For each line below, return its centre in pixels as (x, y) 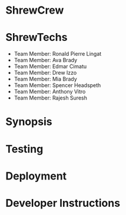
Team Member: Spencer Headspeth (57, 85)
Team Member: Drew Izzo (45, 73)
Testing (24, 149)
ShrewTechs (37, 38)
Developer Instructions (63, 203)
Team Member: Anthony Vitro (50, 92)
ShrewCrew (35, 10)
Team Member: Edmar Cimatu (50, 66)
